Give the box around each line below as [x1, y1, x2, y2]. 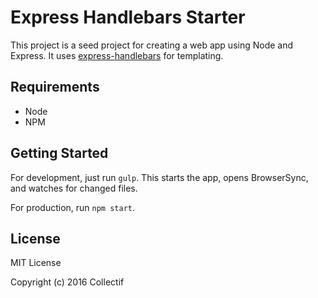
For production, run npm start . [10, 201, 136, 213]
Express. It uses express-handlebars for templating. [10, 49, 224, 61]
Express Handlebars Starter [10, 6, 246, 29]
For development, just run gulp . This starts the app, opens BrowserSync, [10, 171, 309, 183]
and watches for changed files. [10, 182, 138, 194]
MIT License [10, 257, 62, 269]
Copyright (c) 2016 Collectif [10, 276, 125, 288]
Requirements [10, 79, 100, 96]
